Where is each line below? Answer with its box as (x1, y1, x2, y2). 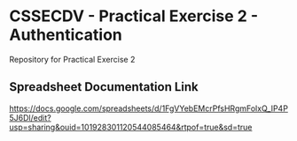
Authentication (9, 25, 122, 45)
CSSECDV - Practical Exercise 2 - (9, 6, 259, 26)
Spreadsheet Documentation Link (9, 79, 199, 94)
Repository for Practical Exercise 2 (9, 54, 136, 64)
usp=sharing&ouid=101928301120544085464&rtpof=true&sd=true (9, 122, 253, 132)
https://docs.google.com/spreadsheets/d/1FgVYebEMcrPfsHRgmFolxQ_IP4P (9, 103, 288, 114)
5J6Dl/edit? (9, 112, 51, 122)
